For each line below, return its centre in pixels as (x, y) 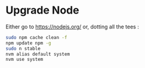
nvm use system (24, 60)
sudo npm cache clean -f (36, 37)
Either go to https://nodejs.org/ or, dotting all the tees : (72, 27)
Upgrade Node (42, 10)
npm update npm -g (28, 43)
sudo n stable (23, 48)
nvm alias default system (38, 54)
